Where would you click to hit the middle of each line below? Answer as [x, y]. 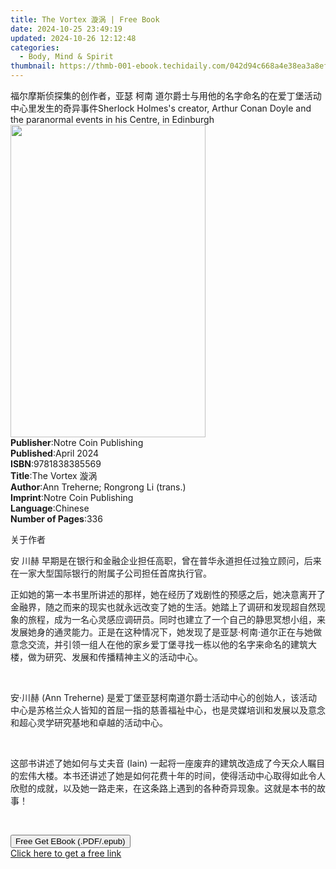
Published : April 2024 [55, 453]
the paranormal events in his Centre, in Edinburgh [112, 119]
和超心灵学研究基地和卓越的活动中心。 [89, 722]
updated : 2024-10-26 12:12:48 [73, 38]
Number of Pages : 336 [56, 519]
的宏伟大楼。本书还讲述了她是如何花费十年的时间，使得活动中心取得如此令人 [168, 775]
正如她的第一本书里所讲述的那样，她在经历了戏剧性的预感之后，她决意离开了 [168, 594]
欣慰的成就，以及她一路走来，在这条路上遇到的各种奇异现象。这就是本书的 [163, 788]
